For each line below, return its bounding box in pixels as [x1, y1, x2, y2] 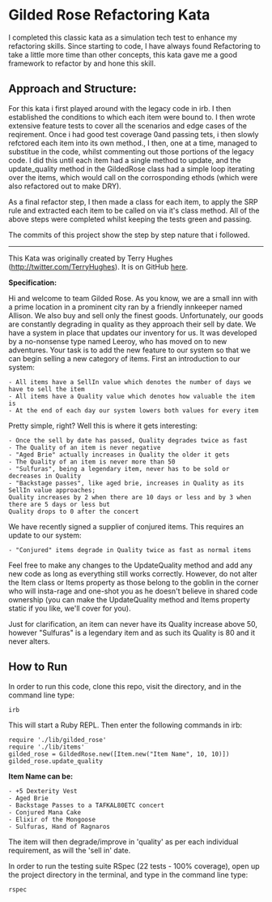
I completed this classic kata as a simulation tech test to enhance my [8, 32, 237, 42]
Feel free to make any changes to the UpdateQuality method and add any [8, 560, 253, 570]
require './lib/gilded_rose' [8, 736, 107, 744]
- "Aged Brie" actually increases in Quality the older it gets [8, 451, 230, 459]
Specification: [8, 278, 57, 287]
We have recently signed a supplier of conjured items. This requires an [8, 521, 244, 531]
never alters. [8, 636, 50, 646]
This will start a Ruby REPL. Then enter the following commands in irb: [8, 720, 243, 730]
